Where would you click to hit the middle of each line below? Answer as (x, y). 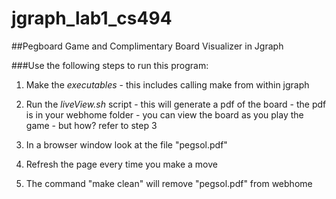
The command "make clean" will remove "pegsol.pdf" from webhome (169, 183)
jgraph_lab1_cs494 (92, 18)
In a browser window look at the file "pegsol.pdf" (126, 144)
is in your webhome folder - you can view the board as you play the (164, 114)
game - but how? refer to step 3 (91, 125)
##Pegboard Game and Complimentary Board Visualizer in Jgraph (147, 46)
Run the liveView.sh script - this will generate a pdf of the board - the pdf (176, 104)
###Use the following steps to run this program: (110, 65)
